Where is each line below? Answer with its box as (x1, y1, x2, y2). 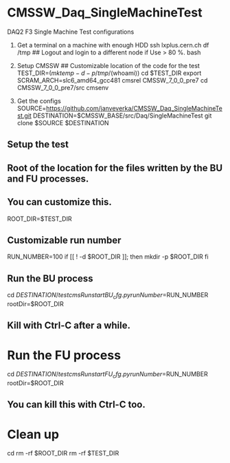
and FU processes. (7, 173, 89, 184)
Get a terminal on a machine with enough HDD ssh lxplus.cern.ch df (16, 41, 209, 49)
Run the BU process (7, 272, 93, 284)
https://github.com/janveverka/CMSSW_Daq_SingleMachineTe (45, 104, 223, 112)
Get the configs (16, 96, 62, 105)
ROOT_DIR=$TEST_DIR (7, 215, 72, 223)
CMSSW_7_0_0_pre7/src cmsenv (16, 83, 109, 91)
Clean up (7, 427, 60, 442)
